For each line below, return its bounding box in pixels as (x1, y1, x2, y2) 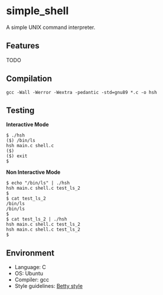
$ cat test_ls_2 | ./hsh (6, 216, 67, 222)
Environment (6, 248, 55, 258)
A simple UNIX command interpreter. (6, 24, 96, 31)
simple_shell (6, 4, 69, 18)
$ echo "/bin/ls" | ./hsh (6, 180, 70, 186)
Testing (6, 105, 35, 115)
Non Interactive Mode (6, 168, 61, 176)
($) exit (6, 153, 28, 159)
